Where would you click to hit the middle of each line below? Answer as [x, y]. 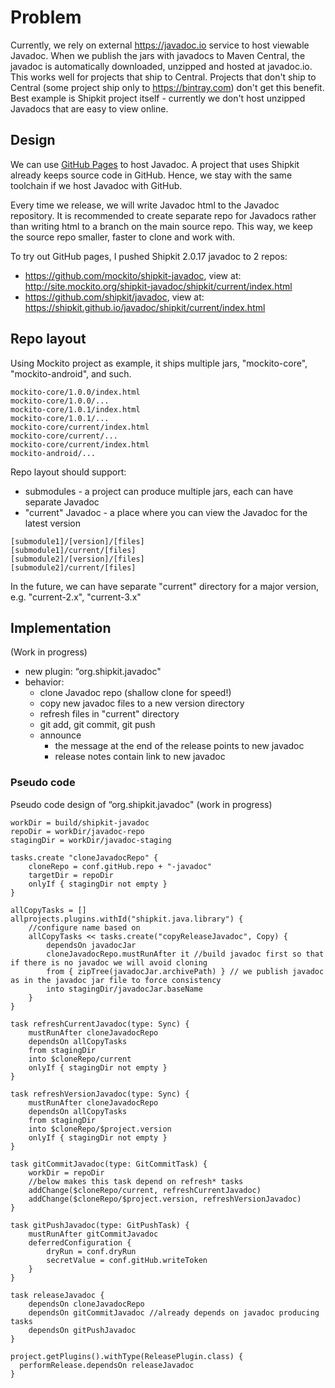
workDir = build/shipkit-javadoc [80, 822]
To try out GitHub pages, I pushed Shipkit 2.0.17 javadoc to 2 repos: [149, 256]
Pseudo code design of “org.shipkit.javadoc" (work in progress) [141, 804]
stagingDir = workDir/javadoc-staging [91, 840]
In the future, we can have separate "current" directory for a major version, [165, 586]
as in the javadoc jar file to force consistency [116, 980]
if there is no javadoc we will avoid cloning [109, 962]
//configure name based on [84, 927]
